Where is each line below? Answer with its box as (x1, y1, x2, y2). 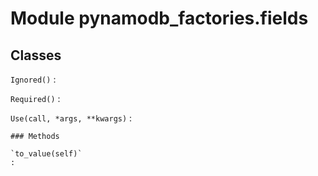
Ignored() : (10, 73, 57, 85)
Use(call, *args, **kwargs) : (10, 112, 133, 124)
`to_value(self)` (10, 149, 83, 159)
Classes (10, 47, 62, 64)
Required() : (10, 93, 61, 104)
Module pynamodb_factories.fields (10, 7, 309, 30)
